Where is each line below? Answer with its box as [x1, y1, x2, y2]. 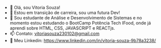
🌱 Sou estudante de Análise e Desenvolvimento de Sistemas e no [9, 15, 142, 20]
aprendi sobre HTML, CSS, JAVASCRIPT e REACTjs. [9, 25, 115, 31]
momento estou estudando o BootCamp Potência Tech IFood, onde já [9, 20, 151, 26]
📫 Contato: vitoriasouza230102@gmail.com [9, 31, 100, 36]
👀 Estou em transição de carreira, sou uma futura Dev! [9, 10, 120, 16]
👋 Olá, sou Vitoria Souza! [9, 5, 61, 10]
